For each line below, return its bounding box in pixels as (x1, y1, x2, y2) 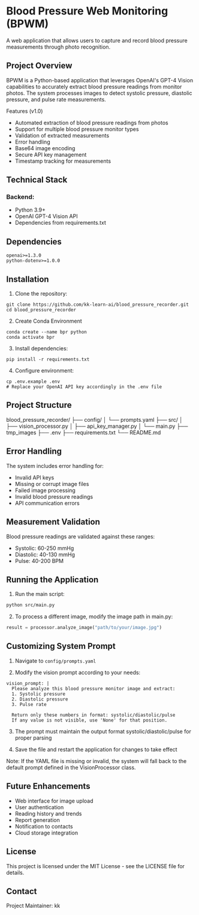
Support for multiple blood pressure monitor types (14, 125, 139, 133)
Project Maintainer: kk (6, 902, 61, 910)
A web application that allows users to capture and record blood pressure (6, 37, 188, 44)
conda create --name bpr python (6, 329, 87, 335)
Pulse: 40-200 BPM (14, 557, 64, 564)
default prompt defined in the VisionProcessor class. (6, 764, 136, 771)
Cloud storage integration (14, 829, 79, 836)
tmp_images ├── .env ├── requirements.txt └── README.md (6, 428, 161, 436)
